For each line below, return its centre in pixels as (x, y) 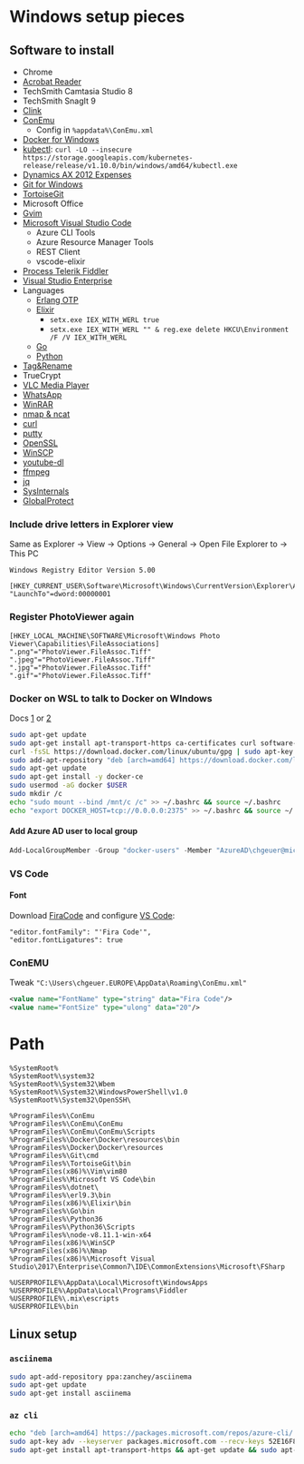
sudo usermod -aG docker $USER (68, 786)
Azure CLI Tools (66, 232)
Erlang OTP (57, 300)
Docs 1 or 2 (30, 718)
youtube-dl (43, 462)
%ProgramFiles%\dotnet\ (54, 1187)
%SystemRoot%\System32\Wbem (62, 1084)
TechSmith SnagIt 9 (59, 101)
